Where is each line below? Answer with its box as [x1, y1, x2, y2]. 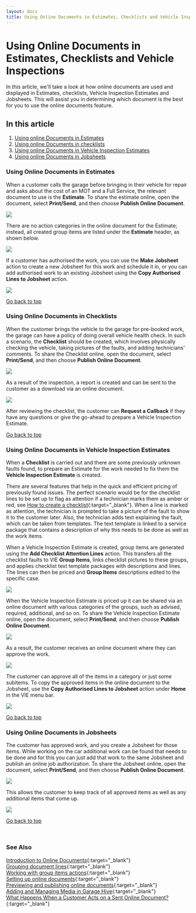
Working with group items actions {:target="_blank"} [6, 869, 131, 876]
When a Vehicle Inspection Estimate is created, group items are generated [6, 544, 184, 551]
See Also [6, 843, 32, 852]
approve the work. [6, 650, 50, 658]
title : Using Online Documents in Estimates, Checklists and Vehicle [6, 14, 179, 20]
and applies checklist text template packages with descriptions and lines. [6, 563, 182, 570]
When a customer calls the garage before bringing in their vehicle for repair [6, 181, 188, 188]
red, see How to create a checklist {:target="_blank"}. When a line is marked [6, 501, 188, 509]
